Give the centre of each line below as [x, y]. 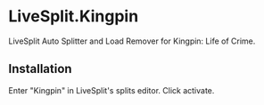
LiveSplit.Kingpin [74, 16]
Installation [40, 69]
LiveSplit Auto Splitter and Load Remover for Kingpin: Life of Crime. [132, 41]
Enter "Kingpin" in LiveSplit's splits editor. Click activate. [111, 90]
